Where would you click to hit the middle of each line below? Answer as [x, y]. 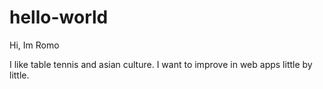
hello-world [59, 17]
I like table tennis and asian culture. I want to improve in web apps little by [161, 64]
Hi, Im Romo [34, 45]
